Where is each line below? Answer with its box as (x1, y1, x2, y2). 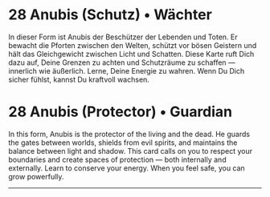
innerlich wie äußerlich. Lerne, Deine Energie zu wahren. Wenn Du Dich (8, 66, 245, 75)
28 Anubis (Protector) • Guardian (8, 103, 233, 121)
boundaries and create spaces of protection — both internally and (8, 155, 227, 164)
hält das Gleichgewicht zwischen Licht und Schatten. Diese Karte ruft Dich (8, 49, 255, 58)
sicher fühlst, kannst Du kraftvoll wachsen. (8, 74, 150, 84)
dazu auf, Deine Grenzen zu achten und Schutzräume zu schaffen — (8, 58, 235, 67)
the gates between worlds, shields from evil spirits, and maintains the (8, 138, 238, 147)
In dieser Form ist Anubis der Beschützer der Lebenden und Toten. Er (8, 32, 239, 42)
